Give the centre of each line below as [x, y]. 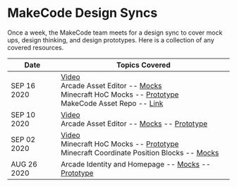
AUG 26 [24, 164]
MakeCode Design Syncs [83, 13]
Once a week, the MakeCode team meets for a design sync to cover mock [115, 32]
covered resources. [36, 47]
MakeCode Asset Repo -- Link [112, 103]
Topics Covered [143, 65]
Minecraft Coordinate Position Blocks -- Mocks [140, 152]
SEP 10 [23, 114]
